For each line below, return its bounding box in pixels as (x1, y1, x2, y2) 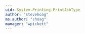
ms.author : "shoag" (5, 16, 47, 21)
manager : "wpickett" (5, 21, 49, 26)
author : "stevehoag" (5, 12, 49, 17)
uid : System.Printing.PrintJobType (5, 7, 80, 12)
